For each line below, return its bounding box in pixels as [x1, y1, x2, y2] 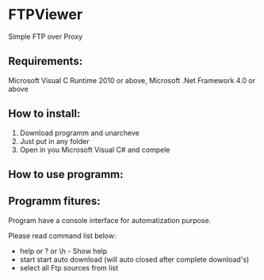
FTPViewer [8, 6, 83, 24]
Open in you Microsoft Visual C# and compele [19, 145, 170, 154]
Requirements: [8, 55, 83, 68]
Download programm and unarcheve [19, 128, 140, 138]
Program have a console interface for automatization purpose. [8, 215, 212, 225]
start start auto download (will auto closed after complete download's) [19, 255, 250, 264]
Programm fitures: [8, 195, 101, 208]
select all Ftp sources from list [19, 263, 119, 272]
